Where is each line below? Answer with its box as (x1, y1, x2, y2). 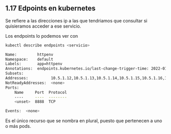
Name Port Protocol (14, 90, 67, 95)
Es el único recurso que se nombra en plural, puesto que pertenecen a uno (5, 118, 162, 124)
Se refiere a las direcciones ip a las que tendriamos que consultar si (5, 17, 148, 23)
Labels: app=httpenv (5, 61, 63, 67)
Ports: (5, 85, 19, 90)
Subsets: (5, 71, 24, 76)
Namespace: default (5, 57, 53, 62)
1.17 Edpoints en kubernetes (5, 4, 96, 13)
